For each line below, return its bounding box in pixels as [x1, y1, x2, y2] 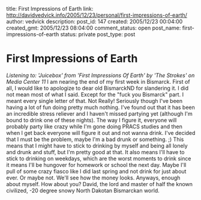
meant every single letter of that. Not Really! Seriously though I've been [6, 97, 183, 104]
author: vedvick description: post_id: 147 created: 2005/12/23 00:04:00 [6, 18, 183, 25]
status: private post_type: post [60, 31, 136, 38]
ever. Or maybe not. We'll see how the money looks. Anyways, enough [6, 174, 181, 181]
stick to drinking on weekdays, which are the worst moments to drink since [6, 155, 191, 162]
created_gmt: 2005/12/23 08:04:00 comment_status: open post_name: [6, 24, 181, 31]
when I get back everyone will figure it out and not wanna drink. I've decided [6, 129, 196, 136]
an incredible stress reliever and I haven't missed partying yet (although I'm [6, 110, 193, 117]
